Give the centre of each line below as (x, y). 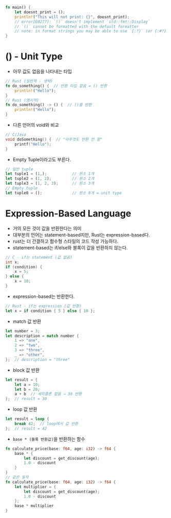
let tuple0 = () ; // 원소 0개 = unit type (64, 193)
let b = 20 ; (27, 389)
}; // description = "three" (38, 360)
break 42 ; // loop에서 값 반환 (46, 424)
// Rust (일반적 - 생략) (29, 81)
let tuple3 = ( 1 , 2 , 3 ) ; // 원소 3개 (50, 184)
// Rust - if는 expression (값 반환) (44, 306)
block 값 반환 (26, 370)
